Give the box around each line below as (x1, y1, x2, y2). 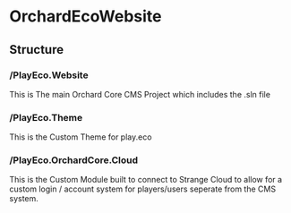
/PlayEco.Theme (9, 111, 83, 124)
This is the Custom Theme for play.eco (9, 132, 152, 142)
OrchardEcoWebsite (9, 6, 163, 27)
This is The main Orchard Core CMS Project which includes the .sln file (9, 89, 271, 99)
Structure (9, 42, 64, 57)
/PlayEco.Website (9, 69, 89, 81)
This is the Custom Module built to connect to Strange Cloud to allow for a (9, 175, 283, 185)
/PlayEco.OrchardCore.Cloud (9, 154, 139, 166)
